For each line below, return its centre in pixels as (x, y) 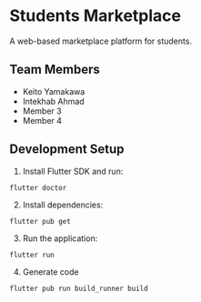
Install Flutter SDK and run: (73, 171)
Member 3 (42, 111)
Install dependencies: (63, 205)
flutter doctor (38, 187)
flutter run (32, 255)
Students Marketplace (95, 16)
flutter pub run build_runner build (79, 288)
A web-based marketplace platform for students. (101, 41)
